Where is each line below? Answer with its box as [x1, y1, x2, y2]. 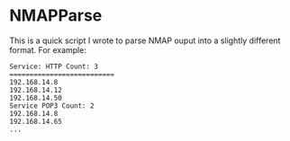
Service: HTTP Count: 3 [9, 62, 99, 71]
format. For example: [9, 44, 87, 55]
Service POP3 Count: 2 [9, 101, 95, 110]
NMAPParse [9, 5, 103, 26]
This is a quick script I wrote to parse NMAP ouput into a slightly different [9, 35, 281, 46]
